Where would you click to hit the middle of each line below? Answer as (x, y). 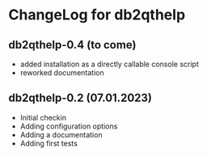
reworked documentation (62, 73)
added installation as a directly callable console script (110, 64)
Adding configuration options (69, 126)
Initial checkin (43, 117)
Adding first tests (49, 143)
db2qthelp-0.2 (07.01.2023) (80, 98)
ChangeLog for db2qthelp (97, 15)
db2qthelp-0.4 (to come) (72, 45)
